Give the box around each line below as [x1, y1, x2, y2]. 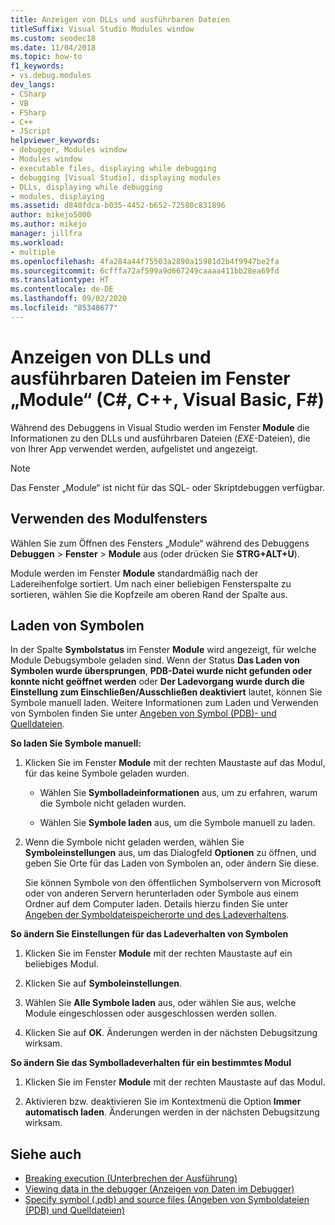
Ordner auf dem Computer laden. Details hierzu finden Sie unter [24, 898, 289, 910]
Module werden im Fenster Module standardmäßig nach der [10, 567, 259, 579]
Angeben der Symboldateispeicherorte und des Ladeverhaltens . [24, 909, 290, 921]
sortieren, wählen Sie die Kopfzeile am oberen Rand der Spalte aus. [10, 588, 288, 600]
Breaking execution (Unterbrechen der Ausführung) [24, 1172, 238, 1185]
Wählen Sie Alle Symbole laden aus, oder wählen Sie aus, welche [24, 997, 297, 1009]
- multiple [10, 247, 56, 257]
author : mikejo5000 [10, 210, 92, 220]
